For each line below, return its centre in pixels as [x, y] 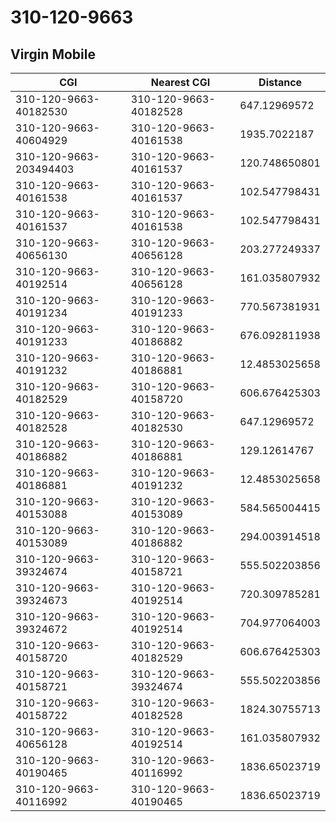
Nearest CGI [180, 82]
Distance [280, 82]
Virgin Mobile [53, 54]
